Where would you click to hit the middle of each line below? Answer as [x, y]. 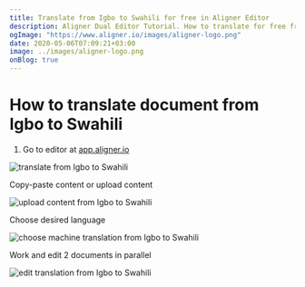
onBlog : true [34, 60]
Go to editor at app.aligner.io [76, 149]
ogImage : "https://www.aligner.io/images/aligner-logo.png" [126, 35]
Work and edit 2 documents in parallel [80, 254]
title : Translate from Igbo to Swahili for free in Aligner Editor [140, 18]
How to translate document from [134, 105]
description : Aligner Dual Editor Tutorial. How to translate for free [148, 26]
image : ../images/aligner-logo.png [77, 52]
